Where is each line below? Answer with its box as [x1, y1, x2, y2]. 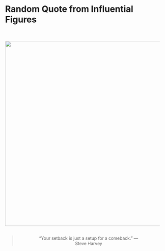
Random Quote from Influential [5, 3, 134, 15]
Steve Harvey [75, 240, 102, 246]
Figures [5, 14, 37, 25]
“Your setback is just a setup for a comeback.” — [39, 235, 138, 241]
